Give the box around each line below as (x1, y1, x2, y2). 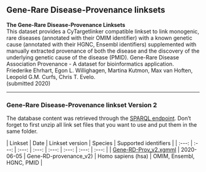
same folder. (6, 128, 38, 135)
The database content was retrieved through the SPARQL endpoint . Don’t (6, 114, 191, 122)
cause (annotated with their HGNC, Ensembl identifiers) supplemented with (6, 40, 197, 48)
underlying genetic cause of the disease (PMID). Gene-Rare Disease (6, 53, 180, 61)
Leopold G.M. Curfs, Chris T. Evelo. (6, 73, 96, 80)
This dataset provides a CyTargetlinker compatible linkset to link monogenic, (6, 28, 199, 35)
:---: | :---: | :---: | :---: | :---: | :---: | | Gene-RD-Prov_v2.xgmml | (17, 146, 180, 154)
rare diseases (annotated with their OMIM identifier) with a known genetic (6, 34, 193, 42)
